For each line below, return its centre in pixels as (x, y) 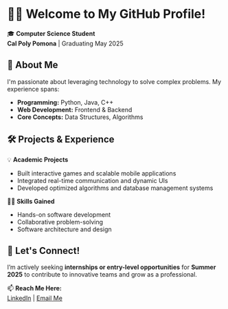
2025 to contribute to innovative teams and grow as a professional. (102, 275)
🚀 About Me (33, 65)
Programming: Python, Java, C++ (65, 102)
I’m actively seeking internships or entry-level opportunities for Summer (112, 267)
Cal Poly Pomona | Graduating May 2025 (65, 43)
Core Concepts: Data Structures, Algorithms (80, 117)
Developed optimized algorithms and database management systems (115, 188)
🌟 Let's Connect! (44, 251)
